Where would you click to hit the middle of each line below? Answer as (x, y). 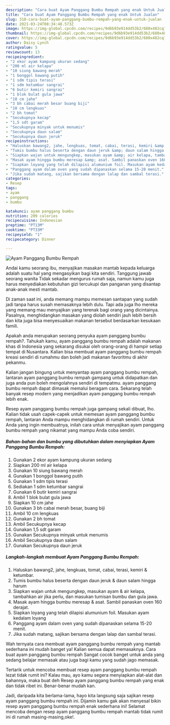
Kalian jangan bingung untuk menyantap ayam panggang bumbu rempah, (82, 372)
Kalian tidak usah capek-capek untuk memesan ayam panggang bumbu (80, 414)
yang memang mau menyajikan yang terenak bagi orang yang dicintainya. (82, 310)
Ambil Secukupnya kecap (39, 524)
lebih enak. (17, 399)
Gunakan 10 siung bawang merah (48, 470)
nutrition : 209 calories (32, 216)
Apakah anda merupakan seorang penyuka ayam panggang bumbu (76, 335)
